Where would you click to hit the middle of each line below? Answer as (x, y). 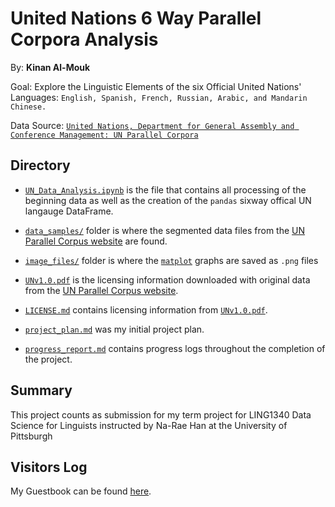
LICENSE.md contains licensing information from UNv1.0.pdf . (146, 309)
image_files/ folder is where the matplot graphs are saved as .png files (171, 260)
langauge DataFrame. (69, 211)
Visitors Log (49, 467)
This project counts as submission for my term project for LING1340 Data (161, 414)
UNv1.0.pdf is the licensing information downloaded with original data (167, 279)
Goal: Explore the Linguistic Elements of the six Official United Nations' (156, 86)
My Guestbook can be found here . (81, 491)
